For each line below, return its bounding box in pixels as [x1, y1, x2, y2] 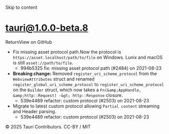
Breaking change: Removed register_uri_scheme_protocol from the [12, 70, 157, 76]
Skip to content [5, 5, 37, 10]
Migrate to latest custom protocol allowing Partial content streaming [12, 103, 160, 109]
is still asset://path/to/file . [12, 60, 73, 66]
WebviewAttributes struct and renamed [12, 76, 95, 82]
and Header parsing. [12, 108, 56, 114]
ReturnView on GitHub [5, 39, 52, 45]
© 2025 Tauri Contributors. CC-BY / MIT [5, 123, 91, 129]
